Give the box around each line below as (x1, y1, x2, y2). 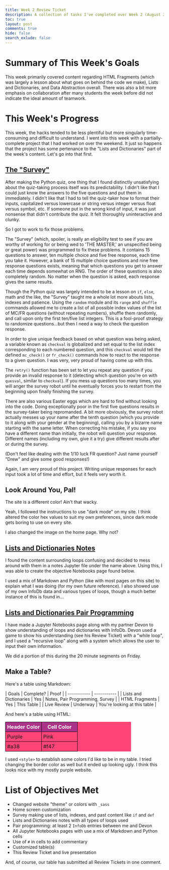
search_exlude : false (5, 36, 51, 41)
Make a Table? (5, 667, 51, 676)
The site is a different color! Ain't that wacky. (5, 499, 98, 505)
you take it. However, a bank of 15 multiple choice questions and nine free (5, 257, 158, 263)
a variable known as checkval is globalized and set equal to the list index (5, 341, 155, 347)
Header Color (7, 723, 40, 730)
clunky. (5, 216, 20, 222)
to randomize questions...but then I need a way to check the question (5, 320, 149, 326)
